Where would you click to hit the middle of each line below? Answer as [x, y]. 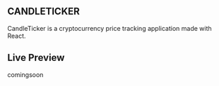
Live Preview [36, 58]
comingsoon [25, 74]
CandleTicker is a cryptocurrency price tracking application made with [109, 28]
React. [17, 36]
